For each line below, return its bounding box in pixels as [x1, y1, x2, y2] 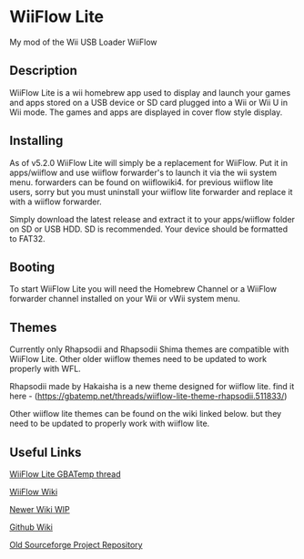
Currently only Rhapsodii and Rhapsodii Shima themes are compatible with [9, 344, 289, 355]
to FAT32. [9, 233, 46, 243]
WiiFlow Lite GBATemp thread [9, 469, 121, 480]
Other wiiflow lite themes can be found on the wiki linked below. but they [9, 409, 282, 419]
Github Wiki [9, 522, 53, 533]
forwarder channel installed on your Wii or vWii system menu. [9, 294, 241, 305]
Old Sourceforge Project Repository [9, 540, 143, 550]
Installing [9, 133, 64, 149]
